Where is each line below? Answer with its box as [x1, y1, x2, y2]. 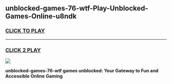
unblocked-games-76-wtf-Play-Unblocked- [5, 4, 148, 13]
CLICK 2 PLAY [5, 46, 41, 53]
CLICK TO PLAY [5, 27, 45, 35]
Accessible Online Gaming [5, 73, 63, 79]
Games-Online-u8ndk [5, 12, 77, 21]
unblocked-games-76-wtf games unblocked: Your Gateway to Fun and [5, 67, 159, 73]
